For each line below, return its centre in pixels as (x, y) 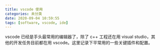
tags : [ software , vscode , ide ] (37, 23)
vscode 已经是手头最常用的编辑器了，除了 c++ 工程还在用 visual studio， (78, 37)
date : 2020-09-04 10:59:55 (32, 18)
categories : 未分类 (24, 14)
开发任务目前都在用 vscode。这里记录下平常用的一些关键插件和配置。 (83, 43)
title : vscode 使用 (24, 9)
